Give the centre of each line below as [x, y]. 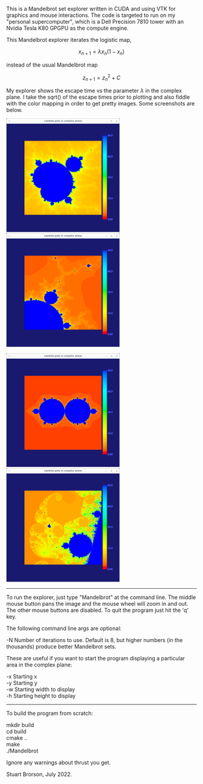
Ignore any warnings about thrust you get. [59, 763]
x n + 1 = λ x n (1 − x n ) [101, 52]
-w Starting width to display [41, 689]
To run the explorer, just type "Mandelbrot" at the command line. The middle [101, 597]
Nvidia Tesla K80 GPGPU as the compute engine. [67, 28]
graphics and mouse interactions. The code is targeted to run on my [91, 15]
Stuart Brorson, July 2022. [39, 774]
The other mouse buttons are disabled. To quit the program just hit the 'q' [98, 610]
